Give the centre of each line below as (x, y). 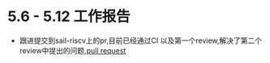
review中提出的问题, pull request (73, 50)
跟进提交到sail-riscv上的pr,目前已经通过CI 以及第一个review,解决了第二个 (141, 40)
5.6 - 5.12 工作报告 (69, 17)
